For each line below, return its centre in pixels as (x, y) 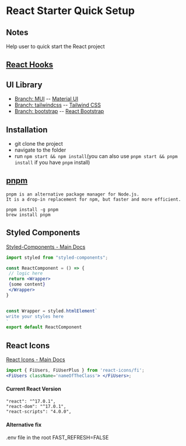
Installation (27, 130)
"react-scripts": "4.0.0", (39, 412)
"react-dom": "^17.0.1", (36, 407)
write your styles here (35, 316)
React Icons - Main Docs (36, 360)
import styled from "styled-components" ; (57, 258)
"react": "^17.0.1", (31, 402)
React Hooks (30, 65)
